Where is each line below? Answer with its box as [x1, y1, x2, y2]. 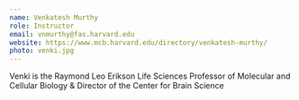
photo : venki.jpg [9, 46, 75, 55]
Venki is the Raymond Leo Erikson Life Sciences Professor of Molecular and [9, 71, 291, 81]
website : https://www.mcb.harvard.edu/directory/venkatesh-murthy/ [9, 37, 268, 47]
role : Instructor [9, 21, 75, 30]
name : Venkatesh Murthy [9, 12, 99, 22]
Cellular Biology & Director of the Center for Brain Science [9, 80, 224, 91]
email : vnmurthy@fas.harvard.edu [9, 29, 135, 38]
